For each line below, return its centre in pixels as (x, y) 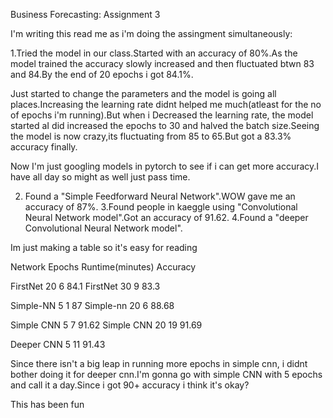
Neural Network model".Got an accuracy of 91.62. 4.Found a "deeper (166, 217)
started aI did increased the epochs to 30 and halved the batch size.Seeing (165, 125)
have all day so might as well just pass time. (100, 177)
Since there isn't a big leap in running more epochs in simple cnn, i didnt (159, 363)
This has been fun (47, 404)
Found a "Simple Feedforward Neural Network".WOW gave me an (160, 196)
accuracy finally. (44, 147)
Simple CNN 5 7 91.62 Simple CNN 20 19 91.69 (106, 325)
